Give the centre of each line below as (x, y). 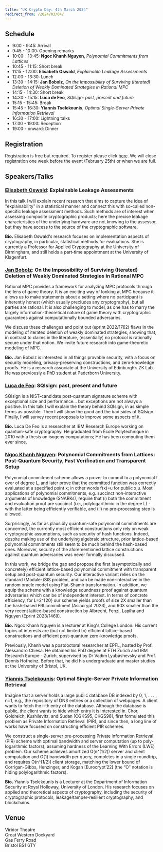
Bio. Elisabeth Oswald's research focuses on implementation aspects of (77, 236)
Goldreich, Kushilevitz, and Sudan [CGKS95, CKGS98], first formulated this (80, 716)
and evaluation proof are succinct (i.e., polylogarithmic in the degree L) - (78, 503)
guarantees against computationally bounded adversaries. (63, 318)
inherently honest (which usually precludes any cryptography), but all (75, 302)
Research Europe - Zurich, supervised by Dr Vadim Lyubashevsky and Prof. (81, 656)
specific (13, 211)
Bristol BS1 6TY (20, 845)
